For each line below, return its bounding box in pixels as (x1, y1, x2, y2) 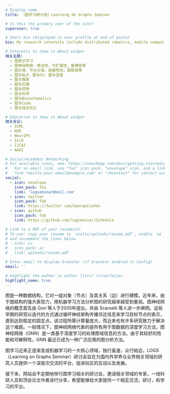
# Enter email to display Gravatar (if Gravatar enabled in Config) (5, 259, 153, 265)
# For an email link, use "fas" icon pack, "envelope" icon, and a (5, 166, 155, 171)
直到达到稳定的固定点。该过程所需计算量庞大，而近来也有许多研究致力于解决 (5, 318, 165, 324)
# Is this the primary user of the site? (5, 21, 94, 26)
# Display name (5, 7, 37, 13)
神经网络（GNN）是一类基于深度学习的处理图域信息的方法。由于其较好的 (5, 330, 157, 336)
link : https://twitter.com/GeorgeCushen (14, 203, 101, 209)
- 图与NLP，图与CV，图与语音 (10, 72, 64, 77)
